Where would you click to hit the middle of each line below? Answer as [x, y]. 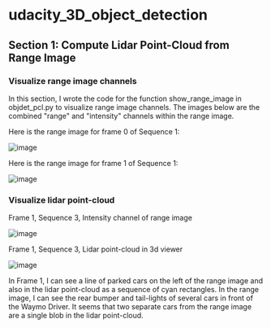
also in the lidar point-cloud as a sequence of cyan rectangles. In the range [134, 290]
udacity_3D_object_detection [108, 15]
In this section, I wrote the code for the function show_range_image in [125, 98]
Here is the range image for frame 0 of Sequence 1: [94, 131]
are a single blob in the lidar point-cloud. [76, 316]
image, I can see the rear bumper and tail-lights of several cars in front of [131, 298]
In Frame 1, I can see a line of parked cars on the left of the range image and [136, 281]
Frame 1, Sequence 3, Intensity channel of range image [101, 218]
